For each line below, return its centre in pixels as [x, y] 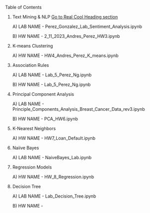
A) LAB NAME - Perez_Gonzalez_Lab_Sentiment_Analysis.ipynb [77, 26]
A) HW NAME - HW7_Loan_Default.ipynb [54, 138]
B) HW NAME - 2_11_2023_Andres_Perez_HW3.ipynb [66, 36]
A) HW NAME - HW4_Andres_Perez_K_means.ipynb [65, 55]
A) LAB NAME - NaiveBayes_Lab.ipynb [52, 157]
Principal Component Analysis [43, 94]
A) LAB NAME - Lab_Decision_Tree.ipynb [54, 196]
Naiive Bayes [26, 148]
